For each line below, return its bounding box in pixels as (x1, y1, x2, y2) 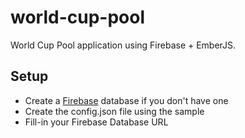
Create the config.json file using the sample (24, 105, 205, 117)
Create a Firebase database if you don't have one (24, 94, 229, 106)
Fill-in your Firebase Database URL (24, 116, 169, 128)
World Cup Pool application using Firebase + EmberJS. (10, 39, 237, 51)
